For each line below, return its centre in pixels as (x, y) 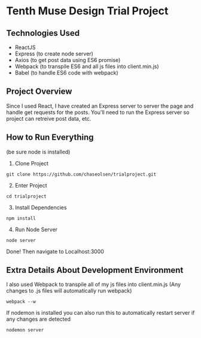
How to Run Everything (50, 138)
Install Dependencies (41, 207)
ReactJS (25, 47)
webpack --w (21, 302)
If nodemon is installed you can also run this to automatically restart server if (100, 313)
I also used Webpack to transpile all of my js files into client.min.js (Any (94, 284)
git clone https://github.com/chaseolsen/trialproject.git (81, 174)
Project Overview (39, 92)
